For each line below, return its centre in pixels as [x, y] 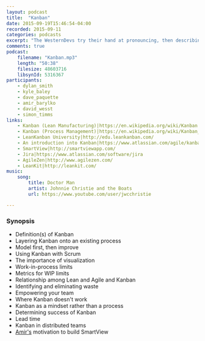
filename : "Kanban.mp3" [48, 58]
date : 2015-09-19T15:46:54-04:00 [49, 23]
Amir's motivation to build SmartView [62, 332]
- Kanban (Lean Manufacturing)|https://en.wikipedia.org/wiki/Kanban [108, 126]
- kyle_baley [34, 92]
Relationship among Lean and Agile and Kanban [75, 280]
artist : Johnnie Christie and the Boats [80, 189]
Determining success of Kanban [56, 312]
